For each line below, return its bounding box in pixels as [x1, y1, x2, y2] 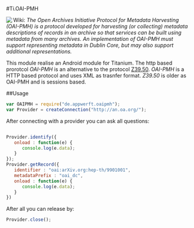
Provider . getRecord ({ [6, 162, 60, 168]
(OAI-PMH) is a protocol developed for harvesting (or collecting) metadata [6, 23, 188, 30]
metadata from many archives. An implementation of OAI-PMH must [6, 36, 173, 42]
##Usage [6, 90, 29, 97]
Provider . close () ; [6, 217, 51, 223]
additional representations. [6, 48, 72, 55]
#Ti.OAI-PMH [6, 5, 38, 12]
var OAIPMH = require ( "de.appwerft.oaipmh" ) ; [6, 101, 120, 107]
